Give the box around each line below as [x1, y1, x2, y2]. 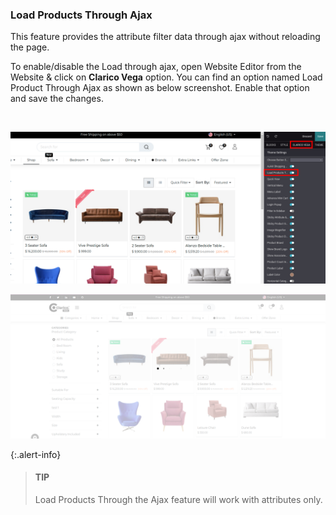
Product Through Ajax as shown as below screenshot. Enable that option [10, 82, 310, 94]
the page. [10, 41, 50, 53]
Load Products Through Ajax [10, 8, 153, 22]
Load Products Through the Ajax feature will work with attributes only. [34, 493, 323, 505]
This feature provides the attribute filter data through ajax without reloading [10, 31, 321, 43]
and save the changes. [10, 93, 104, 105]
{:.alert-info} [10, 448, 62, 460]
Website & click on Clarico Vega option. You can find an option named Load [10, 71, 323, 83]
